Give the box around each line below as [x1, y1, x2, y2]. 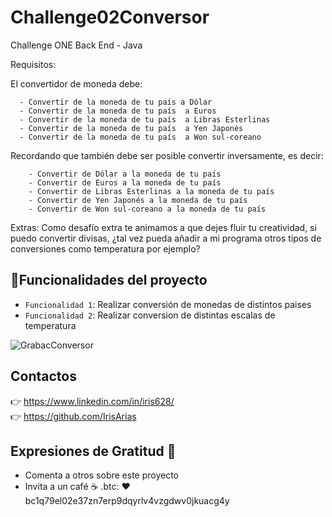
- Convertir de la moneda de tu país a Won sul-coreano [19, 132, 262, 142]
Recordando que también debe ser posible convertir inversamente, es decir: [10, 149, 324, 161]
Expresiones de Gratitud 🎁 [10, 442, 177, 460]
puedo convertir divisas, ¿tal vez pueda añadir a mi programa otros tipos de [10, 232, 322, 244]
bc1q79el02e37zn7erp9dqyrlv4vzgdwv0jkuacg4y [24, 495, 230, 507]
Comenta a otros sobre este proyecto [24, 469, 180, 481]
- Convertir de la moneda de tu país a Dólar [19, 97, 213, 107]
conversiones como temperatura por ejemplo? [10, 242, 201, 255]
